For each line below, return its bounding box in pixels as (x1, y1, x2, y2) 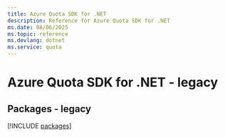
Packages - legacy (7, 103, 91, 115)
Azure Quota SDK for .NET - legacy (7, 74, 219, 91)
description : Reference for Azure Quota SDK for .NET (7, 17, 171, 24)
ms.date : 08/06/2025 (7, 24, 69, 31)
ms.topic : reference (7, 30, 69, 38)
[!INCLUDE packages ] (7, 122, 72, 130)
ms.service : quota (7, 44, 62, 51)
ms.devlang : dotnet (7, 37, 66, 44)
